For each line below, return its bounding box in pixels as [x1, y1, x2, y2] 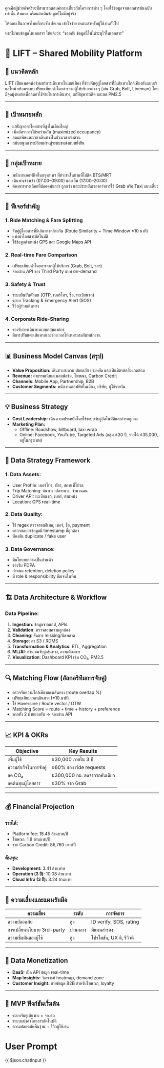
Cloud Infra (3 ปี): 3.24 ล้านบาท [12, 876, 72, 883]
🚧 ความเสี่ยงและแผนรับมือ [5, 895, 67, 904]
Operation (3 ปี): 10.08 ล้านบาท [12, 871, 71, 877]
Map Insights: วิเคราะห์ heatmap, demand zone [12, 975, 104, 981]
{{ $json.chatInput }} [5, 1057, 46, 1063]
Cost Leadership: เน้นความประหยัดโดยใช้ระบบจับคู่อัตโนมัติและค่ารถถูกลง [12, 415, 138, 422]
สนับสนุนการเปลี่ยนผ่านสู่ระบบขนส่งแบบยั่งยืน [12, 140, 85, 146]
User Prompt [5, 1041, 58, 1052]
